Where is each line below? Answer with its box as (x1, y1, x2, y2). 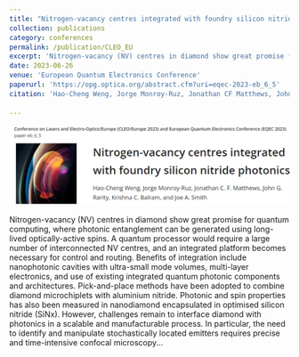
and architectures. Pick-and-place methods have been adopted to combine (9, 280, 285, 291)
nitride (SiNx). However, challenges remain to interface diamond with (9, 308, 262, 320)
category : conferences (9, 33, 93, 42)
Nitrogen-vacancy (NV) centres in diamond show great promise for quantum (9, 214, 289, 224)
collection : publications (9, 23, 105, 33)
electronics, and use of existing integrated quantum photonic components (9, 271, 280, 281)
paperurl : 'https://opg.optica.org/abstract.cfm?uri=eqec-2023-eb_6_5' (9, 80, 280, 89)
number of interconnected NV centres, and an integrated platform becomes (9, 242, 287, 253)
